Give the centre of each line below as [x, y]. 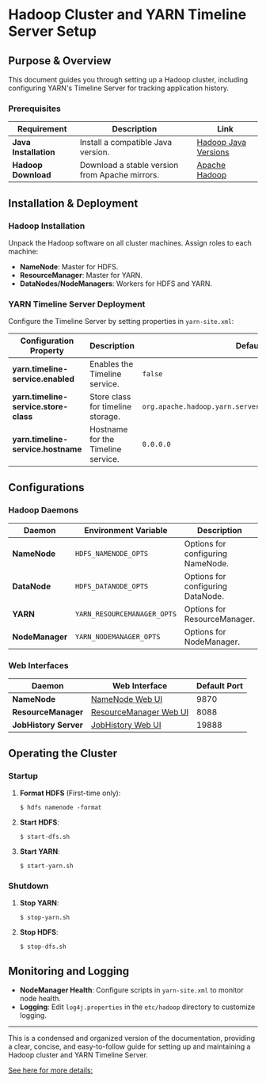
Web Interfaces [38, 665]
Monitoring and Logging [69, 971]
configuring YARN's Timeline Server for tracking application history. [119, 88]
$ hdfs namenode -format [61, 807]
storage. [105, 417]
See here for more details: [51, 1070]
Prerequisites [34, 109]
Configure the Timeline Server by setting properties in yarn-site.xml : [121, 322]
